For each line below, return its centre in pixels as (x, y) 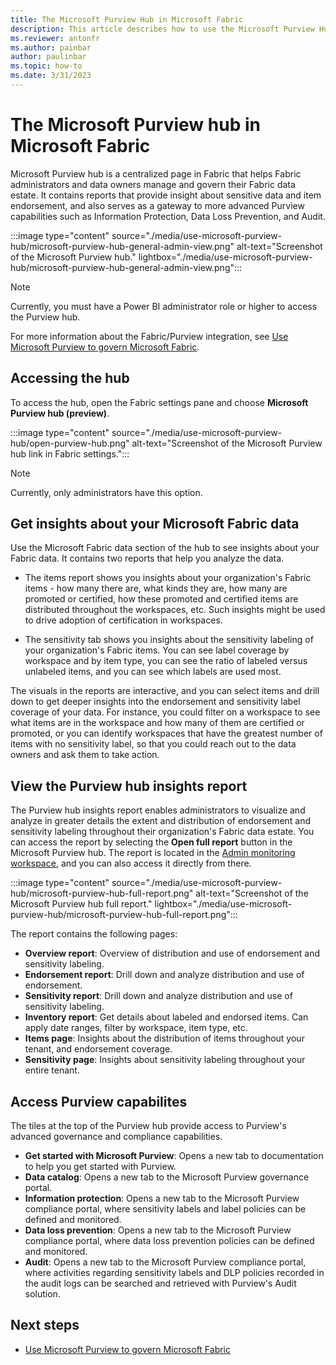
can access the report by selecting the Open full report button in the (151, 842)
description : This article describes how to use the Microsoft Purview (162, 29)
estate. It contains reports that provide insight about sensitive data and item (166, 195)
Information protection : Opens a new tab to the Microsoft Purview (162, 1198)
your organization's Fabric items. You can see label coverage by (157, 650)
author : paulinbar (48, 57)
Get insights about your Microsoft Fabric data (155, 524)
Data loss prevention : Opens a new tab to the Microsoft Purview (158, 1230)
